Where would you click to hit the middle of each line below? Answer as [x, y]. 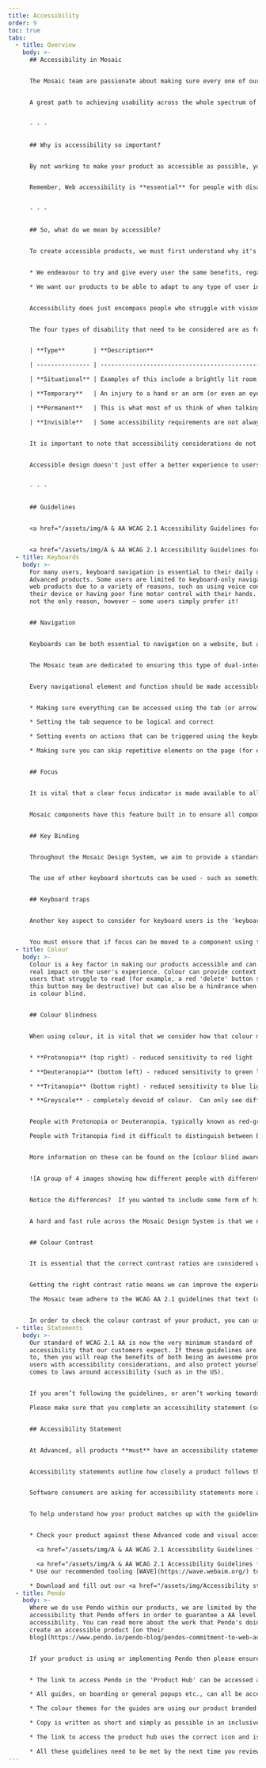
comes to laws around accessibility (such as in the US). [127, 1372]
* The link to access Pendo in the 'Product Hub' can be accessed [141, 1680]
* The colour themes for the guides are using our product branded [143, 1708]
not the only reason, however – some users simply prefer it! [134, 602]
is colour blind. [58, 994]
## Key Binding [54, 836]
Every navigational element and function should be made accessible [144, 686]
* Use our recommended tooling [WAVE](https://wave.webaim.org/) [139, 1571]
